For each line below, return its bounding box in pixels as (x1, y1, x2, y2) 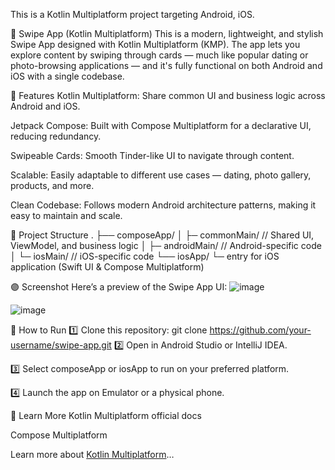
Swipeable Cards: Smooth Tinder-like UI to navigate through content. (10, 150, 295, 161)
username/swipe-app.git (10, 339, 112, 351)
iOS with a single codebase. (10, 70, 125, 82)
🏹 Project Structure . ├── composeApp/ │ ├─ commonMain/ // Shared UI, (10, 229, 315, 241)
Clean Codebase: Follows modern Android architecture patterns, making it (10, 199, 317, 211)
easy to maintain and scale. (10, 210, 123, 221)
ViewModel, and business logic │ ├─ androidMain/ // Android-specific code (10, 240, 322, 251)
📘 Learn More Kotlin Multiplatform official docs (10, 410, 202, 421)
